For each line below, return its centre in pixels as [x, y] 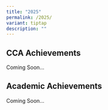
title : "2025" [24, 12]
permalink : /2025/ [29, 17]
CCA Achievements [43, 53]
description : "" [26, 29]
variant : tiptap [26, 23]
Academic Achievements [54, 86]
